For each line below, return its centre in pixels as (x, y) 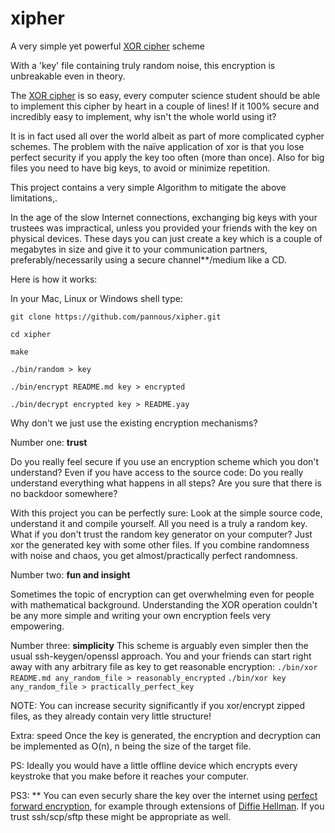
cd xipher (31, 334)
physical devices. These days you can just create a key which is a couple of (166, 238)
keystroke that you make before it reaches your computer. (129, 776)
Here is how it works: (54, 279)
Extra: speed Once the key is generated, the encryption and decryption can (166, 735)
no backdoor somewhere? (64, 493)
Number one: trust (49, 442)
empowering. (37, 626)
